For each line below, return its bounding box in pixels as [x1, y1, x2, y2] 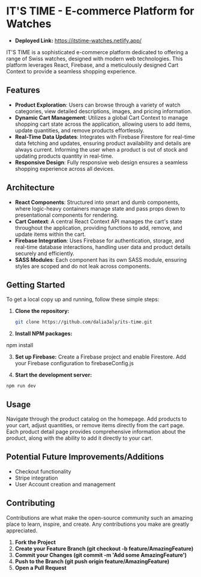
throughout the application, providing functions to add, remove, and [14, 224, 182, 231]
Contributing [6, 498, 55, 508]
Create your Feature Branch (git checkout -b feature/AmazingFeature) [14, 545, 194, 552]
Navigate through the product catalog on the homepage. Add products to [6, 415, 187, 422]
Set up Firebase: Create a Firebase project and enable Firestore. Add [14, 353, 187, 360]
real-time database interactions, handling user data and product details [14, 243, 191, 250]
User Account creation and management [14, 480, 116, 488]
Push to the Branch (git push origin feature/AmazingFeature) [14, 558, 170, 565]
